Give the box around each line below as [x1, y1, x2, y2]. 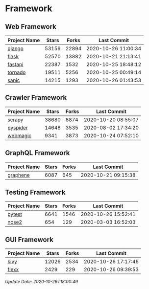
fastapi [7, 61, 24, 67]
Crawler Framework [5, 93, 67, 102]
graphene [7, 172, 30, 178]
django [7, 45, 24, 52]
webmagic [7, 132, 32, 139]
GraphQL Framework [5, 149, 70, 157]
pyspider [7, 124, 28, 131]
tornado [7, 69, 26, 76]
